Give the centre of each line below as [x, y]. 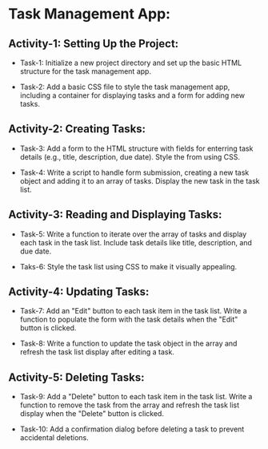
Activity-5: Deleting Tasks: [77, 377]
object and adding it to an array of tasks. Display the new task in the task [140, 180]
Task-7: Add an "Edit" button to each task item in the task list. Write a [134, 311]
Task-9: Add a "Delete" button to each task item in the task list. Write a [136, 397]
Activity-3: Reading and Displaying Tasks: [115, 214]
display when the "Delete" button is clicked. [92, 414]
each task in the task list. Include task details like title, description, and [136, 242]
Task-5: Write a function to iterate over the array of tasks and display [133, 234]
